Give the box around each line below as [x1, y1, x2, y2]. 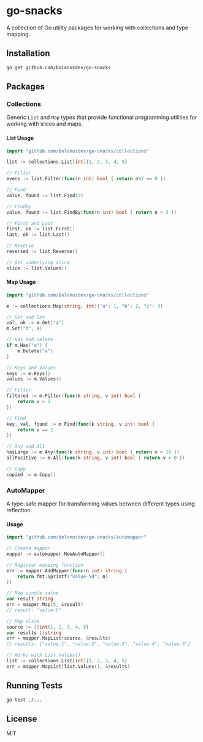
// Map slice [6, 618, 40, 624]
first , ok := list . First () [6, 226, 75, 232]
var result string [6, 596, 53, 602]
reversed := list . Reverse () [6, 249, 79, 255]
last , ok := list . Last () [6, 232, 70, 238]
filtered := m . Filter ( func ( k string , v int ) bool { [6, 393, 141, 399]
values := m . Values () [6, 376, 62, 382]
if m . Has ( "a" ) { [6, 343, 48, 349]
